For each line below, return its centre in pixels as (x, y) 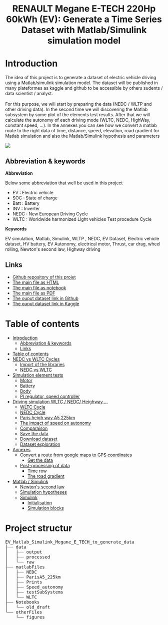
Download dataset (38, 439)
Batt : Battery (26, 203)
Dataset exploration (40, 444)
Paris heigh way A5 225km (47, 417)
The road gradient (46, 476)
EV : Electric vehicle (33, 192)
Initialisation (40, 503)
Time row (37, 471)
